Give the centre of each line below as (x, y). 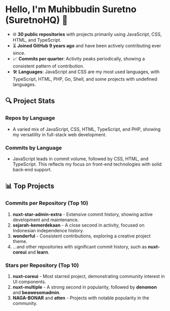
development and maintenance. (46, 220)
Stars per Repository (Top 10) (42, 265)
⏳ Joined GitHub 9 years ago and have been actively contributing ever (87, 45)
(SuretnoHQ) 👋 (37, 20)
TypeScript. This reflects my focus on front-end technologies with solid (87, 164)
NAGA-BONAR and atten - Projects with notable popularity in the (81, 298)
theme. (20, 241)
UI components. (29, 282)
